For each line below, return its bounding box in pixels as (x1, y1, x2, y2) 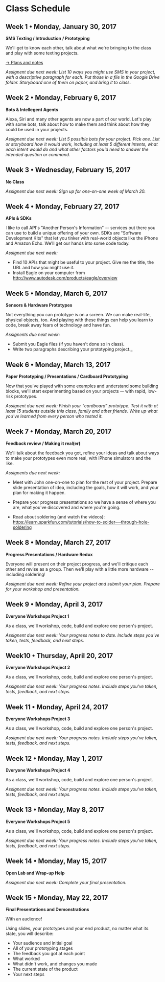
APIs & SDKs (5, 215, 32, 221)
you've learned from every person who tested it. (5, 413, 103, 419)
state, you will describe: (5, 931, 53, 936)
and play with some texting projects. (5, 50, 79, 56)
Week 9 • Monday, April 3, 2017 (5, 600, 103, 608)
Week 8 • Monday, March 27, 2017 (5, 538, 111, 547)
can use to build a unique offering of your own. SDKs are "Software (5, 230, 141, 236)
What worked (12, 956, 40, 962)
